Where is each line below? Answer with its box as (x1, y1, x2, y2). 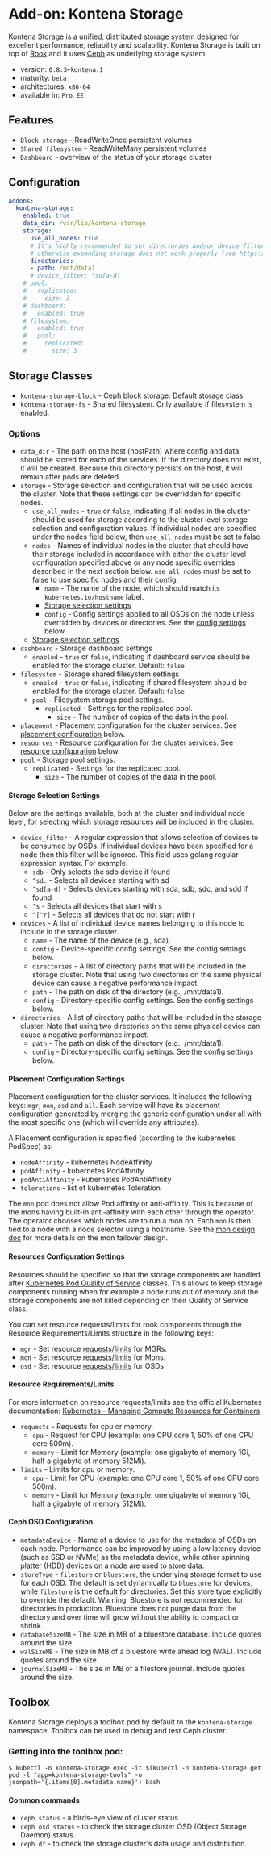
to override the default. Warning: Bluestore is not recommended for (19, 1595, 244, 1605)
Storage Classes (8, 369, 93, 383)
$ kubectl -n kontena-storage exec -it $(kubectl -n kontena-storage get (8, 1764, 262, 1772)
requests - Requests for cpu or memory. (19, 1421, 154, 1431)
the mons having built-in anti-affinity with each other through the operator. (8, 1207, 256, 1217)
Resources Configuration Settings (8, 1252, 125, 1261)
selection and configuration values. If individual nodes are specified (31, 524, 257, 533)
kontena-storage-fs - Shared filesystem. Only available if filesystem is (19, 399, 253, 408)
